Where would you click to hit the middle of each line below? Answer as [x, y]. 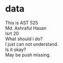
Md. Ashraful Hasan [26, 28]
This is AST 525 [22, 23]
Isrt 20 [12, 33]
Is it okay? [16, 49]
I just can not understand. [32, 44]
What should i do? [24, 39]
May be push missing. [28, 55]
